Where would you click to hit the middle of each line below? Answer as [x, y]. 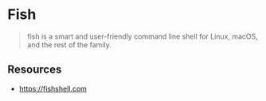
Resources [35, 70]
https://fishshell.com [53, 88]
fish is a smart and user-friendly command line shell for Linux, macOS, [142, 36]
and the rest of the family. [69, 44]
